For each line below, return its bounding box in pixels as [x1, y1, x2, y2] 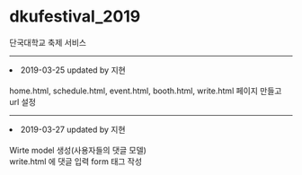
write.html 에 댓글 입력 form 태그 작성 [9, 155, 142, 167]
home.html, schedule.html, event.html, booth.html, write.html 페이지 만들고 [9, 85, 282, 96]
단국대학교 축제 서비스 [9, 37, 87, 48]
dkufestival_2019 [9, 6, 141, 27]
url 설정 [9, 96, 36, 107]
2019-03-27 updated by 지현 [21, 124, 126, 135]
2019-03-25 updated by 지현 [21, 65, 126, 75]
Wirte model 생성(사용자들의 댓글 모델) [9, 144, 147, 155]
